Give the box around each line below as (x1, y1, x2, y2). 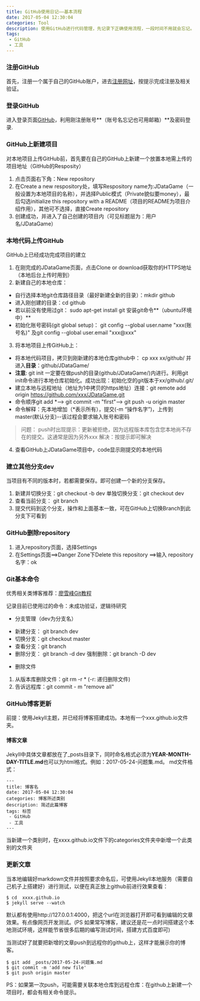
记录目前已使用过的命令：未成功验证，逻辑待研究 (6, 602, 127, 609)
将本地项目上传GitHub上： (14, 342, 79, 349)
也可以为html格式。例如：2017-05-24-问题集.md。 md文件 (43, 758, 188, 766)
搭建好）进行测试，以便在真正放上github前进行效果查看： (26, 883, 168, 890)
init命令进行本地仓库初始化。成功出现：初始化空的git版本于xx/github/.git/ (14, 377, 194, 384)
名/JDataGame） (14, 220, 57, 227)
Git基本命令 (6, 575, 40, 583)
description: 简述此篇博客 (6, 802, 68, 808)
